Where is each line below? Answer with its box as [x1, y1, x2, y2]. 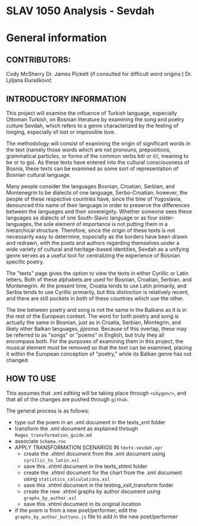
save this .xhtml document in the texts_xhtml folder [23, 463, 148, 470]
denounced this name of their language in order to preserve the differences [6, 202, 190, 208]
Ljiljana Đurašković [6, 77, 52, 84]
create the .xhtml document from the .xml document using [23, 450, 165, 457]
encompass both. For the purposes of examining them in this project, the [6, 338, 184, 344]
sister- [158, 214, 175, 221]
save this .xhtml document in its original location [23, 500, 141, 507]
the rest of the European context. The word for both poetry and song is [6, 312, 179, 320]
